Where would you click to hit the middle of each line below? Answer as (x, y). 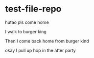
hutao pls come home (27, 22)
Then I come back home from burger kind (47, 41)
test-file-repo (33, 9)
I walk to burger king (26, 31)
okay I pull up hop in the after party (40, 50)
